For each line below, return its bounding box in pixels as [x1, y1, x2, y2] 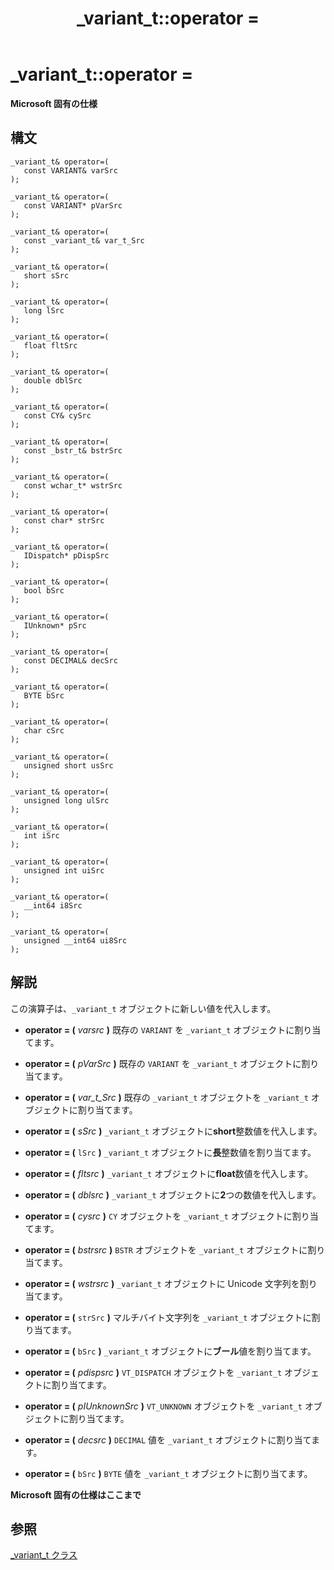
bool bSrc [23, 585, 65, 596]
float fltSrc [23, 340, 78, 351]
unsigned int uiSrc [23, 865, 105, 876]
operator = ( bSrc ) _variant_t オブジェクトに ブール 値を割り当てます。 [24, 1345, 317, 1357]
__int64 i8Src [23, 900, 83, 911]
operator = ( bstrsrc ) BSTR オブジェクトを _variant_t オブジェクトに [24, 1243, 308, 1256]
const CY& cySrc [23, 410, 92, 421]
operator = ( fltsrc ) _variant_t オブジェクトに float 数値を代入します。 [24, 1167, 314, 1179]
